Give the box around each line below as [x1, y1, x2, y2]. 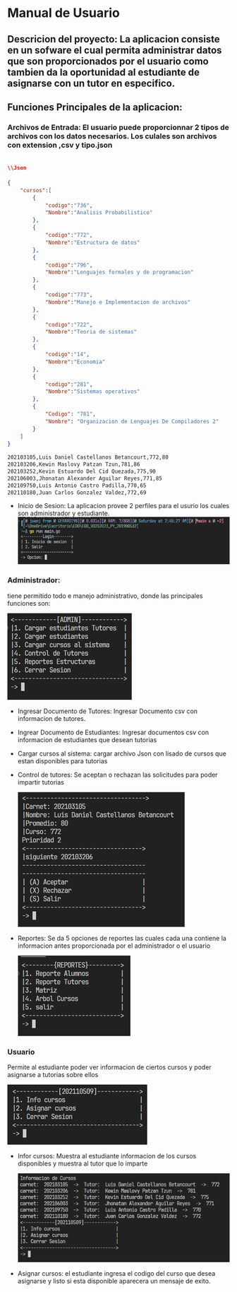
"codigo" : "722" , [44, 321, 93, 328]
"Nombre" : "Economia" [44, 358, 106, 365]
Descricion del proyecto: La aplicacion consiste [7, 33, 220, 45]
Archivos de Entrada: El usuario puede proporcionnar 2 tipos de [7, 122, 229, 132]
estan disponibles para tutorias [17, 756, 108, 765]
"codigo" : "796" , [44, 262, 93, 269]
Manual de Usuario [7, 5, 120, 21]
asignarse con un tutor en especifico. [7, 77, 176, 89]
